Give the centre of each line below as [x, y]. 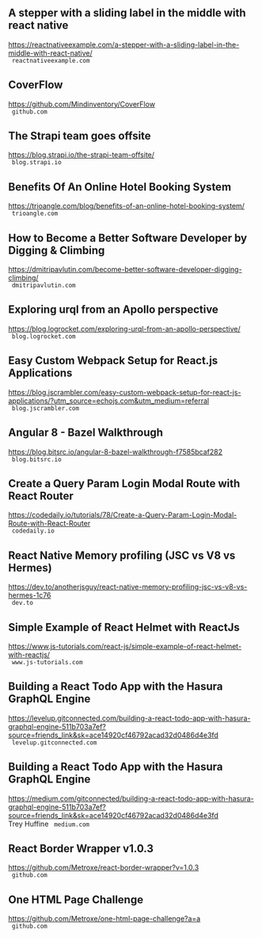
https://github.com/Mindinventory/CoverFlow [82, 104]
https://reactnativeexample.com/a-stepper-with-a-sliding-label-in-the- [124, 44]
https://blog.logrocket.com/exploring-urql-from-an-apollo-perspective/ [125, 329]
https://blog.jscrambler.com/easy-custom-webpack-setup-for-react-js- [125, 392]
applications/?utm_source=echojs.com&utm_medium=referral [109, 401]
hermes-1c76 [30, 595]
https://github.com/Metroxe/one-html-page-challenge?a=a [104, 919]
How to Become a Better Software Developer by [128, 238]
